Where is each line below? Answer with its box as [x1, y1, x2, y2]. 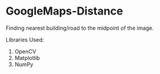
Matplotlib [14, 54, 40, 61]
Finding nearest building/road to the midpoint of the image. [5, 24, 154, 32]
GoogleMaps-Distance [5, 4, 123, 18]
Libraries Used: [5, 36, 44, 43]
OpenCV [14, 47, 37, 55]
